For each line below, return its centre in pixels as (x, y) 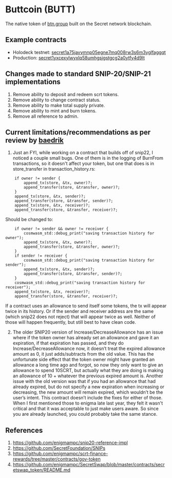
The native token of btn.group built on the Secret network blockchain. (79, 24)
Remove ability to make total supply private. (59, 105)
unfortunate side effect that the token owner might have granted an (84, 360)
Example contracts (36, 40)
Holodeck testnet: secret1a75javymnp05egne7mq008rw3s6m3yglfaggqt (89, 52)
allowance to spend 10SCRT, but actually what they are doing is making (88, 371)
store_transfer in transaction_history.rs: (54, 169)
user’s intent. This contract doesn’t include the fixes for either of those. (88, 398)
